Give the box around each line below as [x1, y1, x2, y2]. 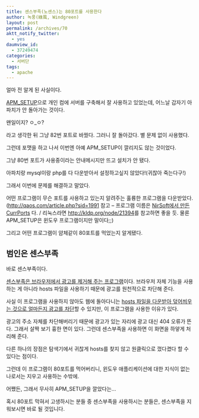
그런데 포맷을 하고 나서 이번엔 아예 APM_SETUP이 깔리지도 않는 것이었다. [6, 144, 176, 151]
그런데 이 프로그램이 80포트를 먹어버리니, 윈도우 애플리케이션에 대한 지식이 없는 [6, 365, 190, 372]
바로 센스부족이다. [6, 265, 48, 273]
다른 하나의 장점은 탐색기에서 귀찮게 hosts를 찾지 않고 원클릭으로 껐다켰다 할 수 [6, 345, 189, 353]
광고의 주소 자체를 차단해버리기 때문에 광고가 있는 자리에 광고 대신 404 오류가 [6, 318, 186, 325]
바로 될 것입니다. [26, 406, 65, 413]
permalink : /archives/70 [6, 25, 68, 31]
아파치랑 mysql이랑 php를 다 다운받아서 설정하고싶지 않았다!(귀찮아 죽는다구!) [6, 170, 187, 177]
